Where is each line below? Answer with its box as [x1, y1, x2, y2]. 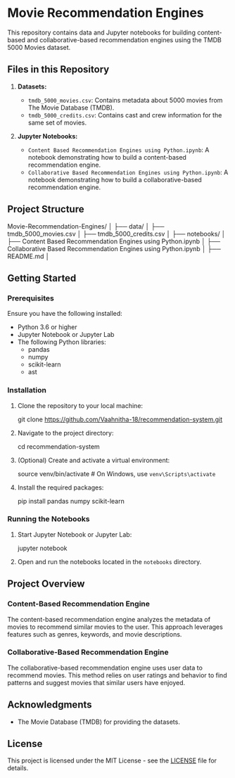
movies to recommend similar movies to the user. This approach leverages [7, 623, 223, 631]
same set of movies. [27, 118, 87, 127]
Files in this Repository [7, 63, 110, 75]
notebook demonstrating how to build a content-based [27, 153, 186, 161]
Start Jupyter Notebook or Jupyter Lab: [17, 530, 132, 539]
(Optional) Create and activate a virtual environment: [17, 456, 170, 464]
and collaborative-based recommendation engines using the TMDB [27, 35, 222, 44]
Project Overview [7, 578, 85, 590]
